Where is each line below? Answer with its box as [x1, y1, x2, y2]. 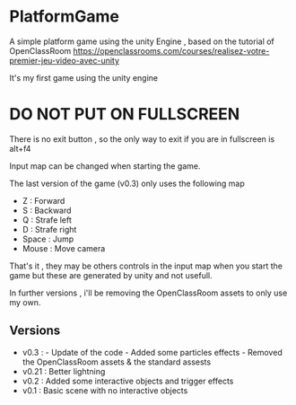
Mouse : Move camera [22, 242, 106, 253]
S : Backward [22, 205, 72, 216]
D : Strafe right [22, 224, 77, 234]
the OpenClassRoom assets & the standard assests [22, 357, 212, 367]
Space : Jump [22, 233, 74, 244]
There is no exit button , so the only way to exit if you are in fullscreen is [9, 133, 275, 145]
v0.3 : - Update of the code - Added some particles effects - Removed [22, 347, 283, 357]
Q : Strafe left [22, 214, 72, 225]
